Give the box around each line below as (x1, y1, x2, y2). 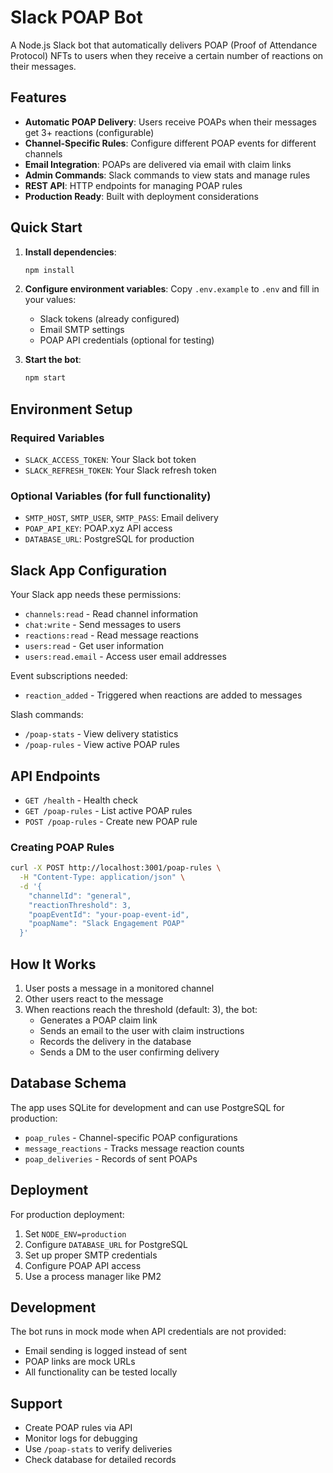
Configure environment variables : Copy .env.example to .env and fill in (24, 283, 320, 295)
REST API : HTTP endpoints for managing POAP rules (24, 179, 243, 191)
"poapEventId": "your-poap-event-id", (28, 909, 190, 920)
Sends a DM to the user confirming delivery (39, 1046, 220, 1058)
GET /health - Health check (24, 794, 138, 806)
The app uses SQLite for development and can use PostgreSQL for (10, 1101, 285, 1113)
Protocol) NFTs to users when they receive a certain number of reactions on (10, 49, 324, 61)
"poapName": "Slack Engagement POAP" (28, 919, 186, 929)
